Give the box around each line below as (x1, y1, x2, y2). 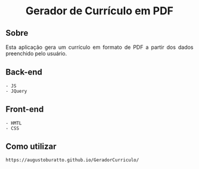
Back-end (5, 67, 43, 77)
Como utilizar (5, 142, 57, 152)
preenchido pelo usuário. (5, 50, 67, 57)
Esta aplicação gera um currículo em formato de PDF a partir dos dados (5, 43, 194, 51)
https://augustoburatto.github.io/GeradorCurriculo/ (5, 157, 139, 163)
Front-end (5, 104, 44, 114)
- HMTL (5, 120, 22, 126)
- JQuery (5, 88, 27, 94)
